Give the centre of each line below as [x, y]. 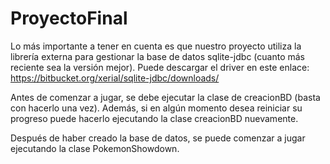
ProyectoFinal [69, 18]
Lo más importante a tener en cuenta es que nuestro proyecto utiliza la [156, 46]
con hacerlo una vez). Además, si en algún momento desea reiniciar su [156, 108]
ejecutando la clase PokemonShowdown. [95, 148]
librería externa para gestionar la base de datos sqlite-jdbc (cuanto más [157, 56]
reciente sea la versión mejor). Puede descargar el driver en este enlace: [160, 67]
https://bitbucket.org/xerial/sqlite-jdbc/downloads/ [115, 78]
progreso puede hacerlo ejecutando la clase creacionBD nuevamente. [154, 118]
